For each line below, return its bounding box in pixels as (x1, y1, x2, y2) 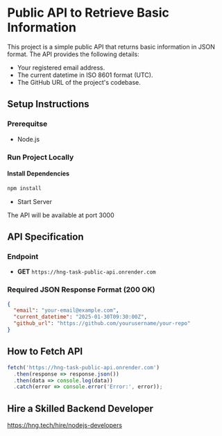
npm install (7, 185, 42, 192)
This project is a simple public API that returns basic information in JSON (7, 42, 215, 51)
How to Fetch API (7, 346, 83, 358)
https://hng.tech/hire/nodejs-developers (7, 421, 123, 430)
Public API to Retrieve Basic (7, 5, 170, 21)
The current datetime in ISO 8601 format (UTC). (17, 71, 153, 79)
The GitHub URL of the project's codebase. (17, 78, 141, 86)
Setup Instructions (7, 99, 89, 110)
